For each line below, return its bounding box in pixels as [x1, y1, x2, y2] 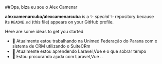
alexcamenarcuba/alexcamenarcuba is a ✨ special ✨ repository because [5, 14, 154, 19]
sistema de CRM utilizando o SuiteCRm [12, 43, 91, 49]
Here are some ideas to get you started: [5, 29, 85, 34]
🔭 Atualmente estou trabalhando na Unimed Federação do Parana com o [12, 38, 158, 43]
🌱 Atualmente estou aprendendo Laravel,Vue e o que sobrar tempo [12, 48, 146, 54]
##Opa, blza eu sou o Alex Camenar [5, 4, 78, 10]
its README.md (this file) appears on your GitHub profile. [5, 19, 114, 25]
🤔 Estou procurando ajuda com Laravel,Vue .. [12, 54, 103, 59]
